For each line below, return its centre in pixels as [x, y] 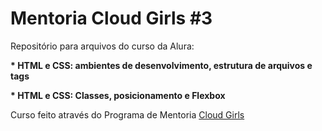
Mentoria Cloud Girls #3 [111, 18]
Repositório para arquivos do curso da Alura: [102, 46]
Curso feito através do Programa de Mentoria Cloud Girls [127, 114]
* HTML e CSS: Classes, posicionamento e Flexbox [118, 95]
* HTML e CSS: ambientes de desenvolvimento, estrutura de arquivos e [161, 65]
